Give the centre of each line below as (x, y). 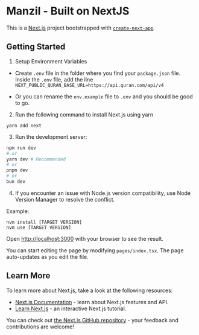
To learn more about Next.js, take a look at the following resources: (90, 290)
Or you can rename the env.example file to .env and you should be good (104, 96)
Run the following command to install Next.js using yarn (84, 114)
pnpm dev (17, 170)
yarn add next (24, 126)
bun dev (16, 182)
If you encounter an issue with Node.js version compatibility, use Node (103, 193)
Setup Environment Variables (51, 61)
